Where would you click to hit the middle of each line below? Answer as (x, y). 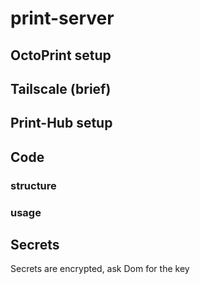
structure (33, 185)
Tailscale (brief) (61, 88)
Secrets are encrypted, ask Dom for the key (100, 269)
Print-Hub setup (61, 123)
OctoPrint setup (61, 55)
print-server (62, 18)
